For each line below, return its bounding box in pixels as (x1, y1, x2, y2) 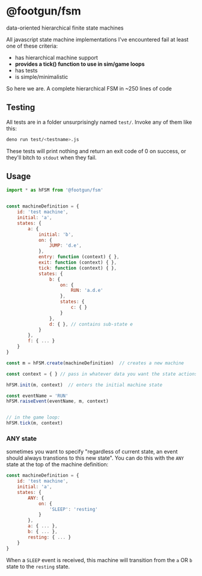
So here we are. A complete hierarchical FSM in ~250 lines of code (6, 84, 173, 92)
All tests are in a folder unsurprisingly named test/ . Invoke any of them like (6, 118, 192, 125)
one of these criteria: (6, 42, 58, 49)
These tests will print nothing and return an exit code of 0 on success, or (6, 147, 186, 154)
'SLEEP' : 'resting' (49, 506, 98, 512)
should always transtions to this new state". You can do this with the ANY (6, 454, 185, 462)
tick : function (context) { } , (38, 265, 117, 271)
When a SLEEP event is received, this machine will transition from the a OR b (6, 556, 192, 563)
